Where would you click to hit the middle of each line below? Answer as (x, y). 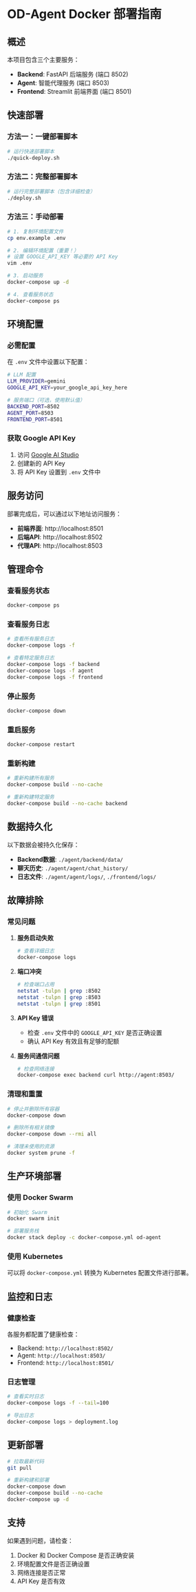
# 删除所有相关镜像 (31, 1128)
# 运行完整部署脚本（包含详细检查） (51, 191)
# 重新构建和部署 (28, 1480)
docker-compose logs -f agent (51, 671)
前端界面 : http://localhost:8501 (60, 528)
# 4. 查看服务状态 (30, 294)
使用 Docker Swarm (40, 1198)
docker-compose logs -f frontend (55, 677)
